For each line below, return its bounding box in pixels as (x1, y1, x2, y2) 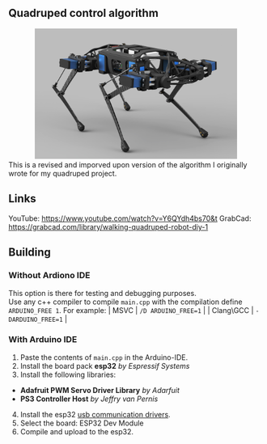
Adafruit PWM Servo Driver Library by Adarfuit (19, 385, 180, 395)
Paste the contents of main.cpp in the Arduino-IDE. (19, 352, 189, 362)
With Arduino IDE (8, 334, 78, 345)
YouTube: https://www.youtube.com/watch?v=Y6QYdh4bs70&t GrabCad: (8, 214, 252, 223)
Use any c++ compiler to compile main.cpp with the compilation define (8, 297, 243, 307)
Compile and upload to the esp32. (19, 426, 133, 436)
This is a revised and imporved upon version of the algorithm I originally (8, 160, 248, 170)
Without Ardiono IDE (8, 270, 91, 281)
